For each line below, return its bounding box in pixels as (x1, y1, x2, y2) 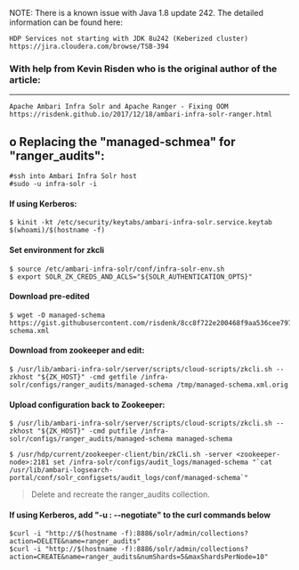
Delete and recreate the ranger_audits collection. (30, 489, 211, 500)
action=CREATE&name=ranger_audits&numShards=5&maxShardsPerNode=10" (9, 552, 269, 562)
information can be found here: (9, 17, 123, 28)
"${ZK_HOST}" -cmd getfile (36, 372, 138, 381)
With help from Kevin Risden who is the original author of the (9, 62, 278, 75)
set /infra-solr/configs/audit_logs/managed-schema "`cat (53, 458, 273, 467)
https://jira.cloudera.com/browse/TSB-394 (9, 42, 169, 51)
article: (9, 73, 42, 85)
